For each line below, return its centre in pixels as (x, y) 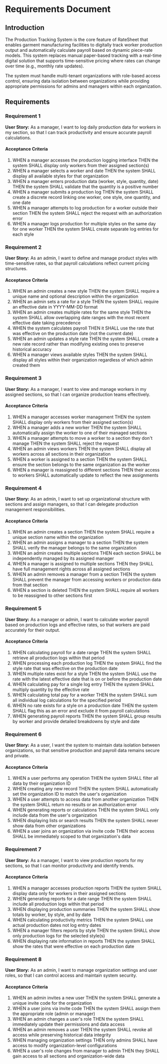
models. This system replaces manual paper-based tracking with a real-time (83, 55)
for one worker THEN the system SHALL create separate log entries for (85, 229)
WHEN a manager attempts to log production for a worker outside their (85, 207)
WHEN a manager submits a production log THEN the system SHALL (83, 192)
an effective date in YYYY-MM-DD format (55, 307)
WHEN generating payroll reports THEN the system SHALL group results (87, 716)
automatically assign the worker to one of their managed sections (80, 433)
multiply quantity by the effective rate (51, 690)
